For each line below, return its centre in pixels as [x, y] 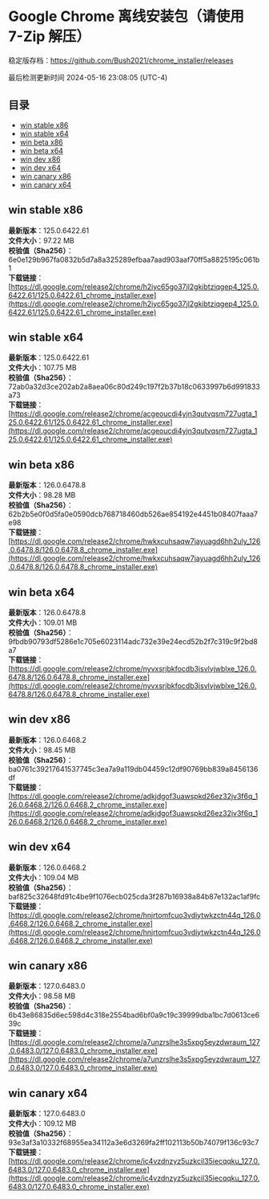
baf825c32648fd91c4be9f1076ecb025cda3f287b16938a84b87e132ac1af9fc [134, 896]
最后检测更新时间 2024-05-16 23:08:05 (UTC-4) [88, 77]
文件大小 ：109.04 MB [44, 877]
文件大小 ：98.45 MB [42, 750]
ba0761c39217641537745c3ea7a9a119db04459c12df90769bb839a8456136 [133, 769]
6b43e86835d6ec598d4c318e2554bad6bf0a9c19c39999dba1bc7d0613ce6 [134, 1015]
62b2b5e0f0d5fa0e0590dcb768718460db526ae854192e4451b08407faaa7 [133, 514]
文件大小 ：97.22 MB [41, 240]
